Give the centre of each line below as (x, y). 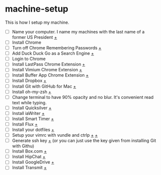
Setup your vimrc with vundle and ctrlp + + (55, 135)
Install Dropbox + (29, 80)
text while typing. (29, 102)
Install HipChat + (29, 157)
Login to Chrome (29, 59)
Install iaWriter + (28, 113)
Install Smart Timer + (33, 119)
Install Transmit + (29, 168)
